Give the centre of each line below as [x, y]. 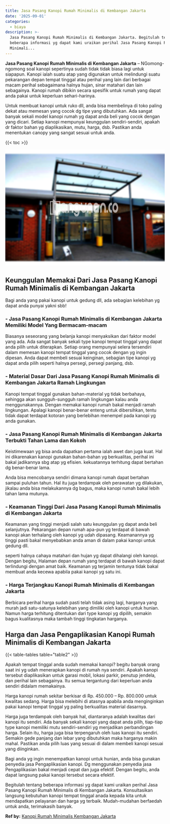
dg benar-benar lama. [28, 467]
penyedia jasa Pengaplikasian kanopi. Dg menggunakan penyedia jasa [78, 764]
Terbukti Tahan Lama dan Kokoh [46, 440]
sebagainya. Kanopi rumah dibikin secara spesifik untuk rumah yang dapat [83, 90]
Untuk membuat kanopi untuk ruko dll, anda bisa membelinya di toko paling [83, 105]
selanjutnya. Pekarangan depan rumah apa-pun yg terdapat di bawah [78, 530]
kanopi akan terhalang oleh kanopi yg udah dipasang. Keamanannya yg [80, 535]
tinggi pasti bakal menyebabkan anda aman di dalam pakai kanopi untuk [80, 541]
